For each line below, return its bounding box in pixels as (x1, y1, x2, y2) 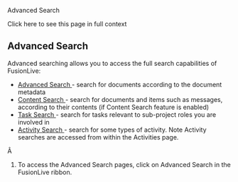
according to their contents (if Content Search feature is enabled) (17, 103, 210, 111)
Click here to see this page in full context (7, 20, 127, 28)
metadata (17, 88, 46, 96)
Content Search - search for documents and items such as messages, (17, 95, 223, 103)
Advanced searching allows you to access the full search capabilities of (7, 59, 217, 67)
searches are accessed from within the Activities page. (17, 132, 179, 141)
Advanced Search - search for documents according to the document (17, 80, 222, 89)
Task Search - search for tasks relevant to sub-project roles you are (17, 110, 217, 119)
